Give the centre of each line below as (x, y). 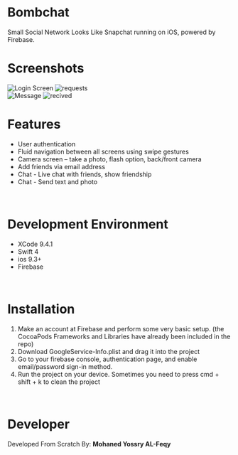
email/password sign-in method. (65, 366)
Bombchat (38, 12)
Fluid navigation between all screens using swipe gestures (103, 151)
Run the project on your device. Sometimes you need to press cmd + (118, 374)
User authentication (47, 144)
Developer (38, 424)
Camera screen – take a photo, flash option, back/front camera (109, 159)
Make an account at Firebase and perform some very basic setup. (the (121, 328)
